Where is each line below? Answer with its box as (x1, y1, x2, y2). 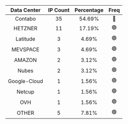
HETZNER (13, 25, 38, 32)
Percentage (74, 7, 104, 13)
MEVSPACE (11, 46, 40, 53)
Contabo (15, 15, 36, 22)
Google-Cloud (8, 77, 43, 85)
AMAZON (14, 56, 37, 64)
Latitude (15, 35, 35, 43)
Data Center (10, 7, 41, 13)
